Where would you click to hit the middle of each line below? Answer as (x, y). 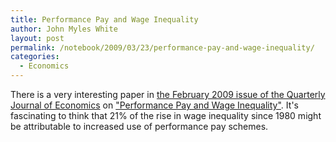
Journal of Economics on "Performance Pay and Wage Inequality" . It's (154, 105)
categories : (35, 57)
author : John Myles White (64, 29)
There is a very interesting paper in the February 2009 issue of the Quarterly (168, 94)
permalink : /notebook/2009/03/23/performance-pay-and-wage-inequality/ (162, 47)
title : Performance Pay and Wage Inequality (104, 19)
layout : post (37, 38)
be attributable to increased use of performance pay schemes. (139, 126)
